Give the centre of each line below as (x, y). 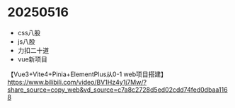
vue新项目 (33, 59)
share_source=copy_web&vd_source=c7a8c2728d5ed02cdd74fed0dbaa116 (117, 90)
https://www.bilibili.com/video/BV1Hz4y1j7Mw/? (77, 82)
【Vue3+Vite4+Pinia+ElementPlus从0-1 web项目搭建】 (87, 74)
